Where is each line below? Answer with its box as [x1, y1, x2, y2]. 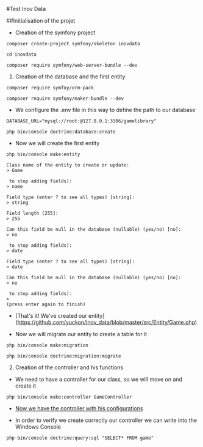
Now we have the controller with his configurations [15, 405, 143, 412]
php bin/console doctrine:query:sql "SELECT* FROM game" [6, 435, 154, 441]
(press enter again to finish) [6, 301, 86, 307]
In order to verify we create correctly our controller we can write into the [15, 416, 197, 424]
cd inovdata [6, 51, 37, 58]
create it [15, 382, 37, 389]
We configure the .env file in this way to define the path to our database [15, 107, 196, 113]
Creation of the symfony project [15, 29, 96, 36]
